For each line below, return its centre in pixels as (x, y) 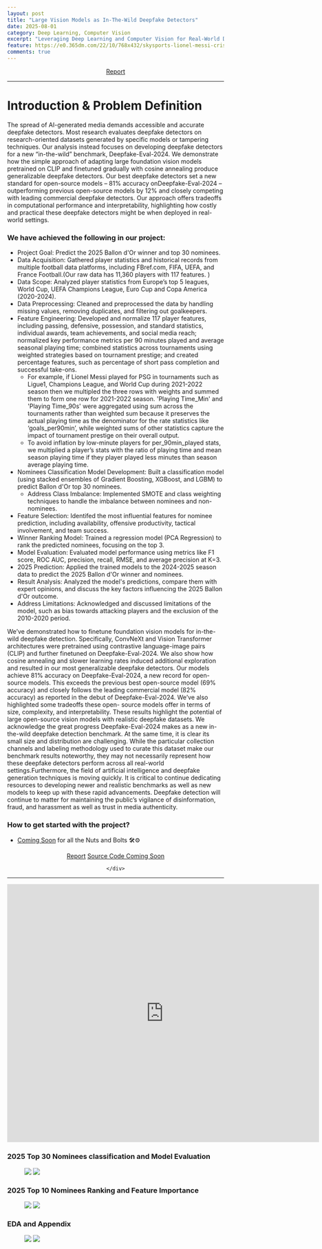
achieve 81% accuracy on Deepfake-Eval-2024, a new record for (99, 676)
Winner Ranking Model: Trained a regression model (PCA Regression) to (119, 538)
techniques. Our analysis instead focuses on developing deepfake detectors (115, 147)
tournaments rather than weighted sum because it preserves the (119, 414)
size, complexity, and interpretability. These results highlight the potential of (115, 712)
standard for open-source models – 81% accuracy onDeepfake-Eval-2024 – (115, 183)
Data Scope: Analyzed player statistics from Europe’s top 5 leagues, (113, 282)
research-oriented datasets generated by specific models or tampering (108, 139)
